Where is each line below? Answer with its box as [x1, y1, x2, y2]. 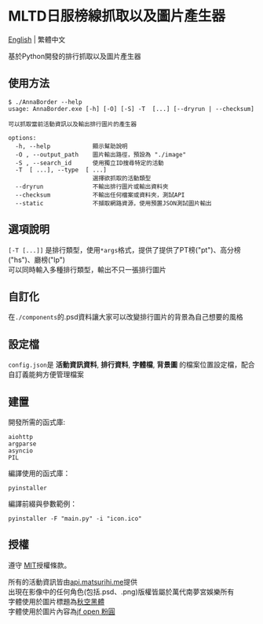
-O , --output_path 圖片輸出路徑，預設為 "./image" [15, 150, 187, 158]
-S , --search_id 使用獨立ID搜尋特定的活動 [15, 159, 164, 167]
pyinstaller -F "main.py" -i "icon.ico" [8, 515, 143, 522]
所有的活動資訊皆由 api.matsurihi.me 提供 [8, 577, 138, 586]
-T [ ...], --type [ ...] [15, 166, 108, 174]
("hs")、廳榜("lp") [8, 255, 65, 264]
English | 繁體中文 [8, 35, 66, 44]
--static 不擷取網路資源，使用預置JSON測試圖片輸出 [15, 199, 212, 207]
